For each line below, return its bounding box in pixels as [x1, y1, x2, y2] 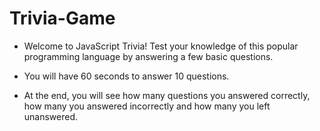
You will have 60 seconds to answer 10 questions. [23, 70, 230, 82]
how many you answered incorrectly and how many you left [23, 100, 271, 112]
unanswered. [23, 110, 79, 122]
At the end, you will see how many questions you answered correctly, [23, 89, 311, 101]
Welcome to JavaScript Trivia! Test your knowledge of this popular [23, 40, 299, 52]
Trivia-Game [9, 7, 116, 30]
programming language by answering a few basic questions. [23, 50, 274, 62]
